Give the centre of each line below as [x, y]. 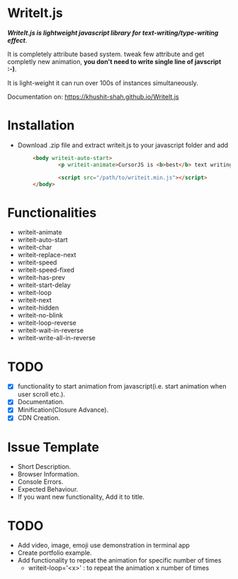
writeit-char [35, 247]
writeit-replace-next [47, 255]
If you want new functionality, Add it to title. [81, 497]
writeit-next [34, 301]
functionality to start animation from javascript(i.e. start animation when [122, 386]
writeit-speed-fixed [46, 270]
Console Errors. [40, 482]
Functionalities [52, 213]
